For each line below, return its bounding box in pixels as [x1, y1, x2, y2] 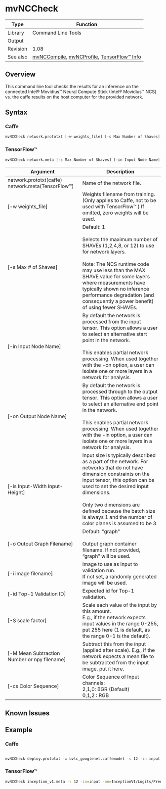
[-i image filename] [7, 570, 53, 577]
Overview [5, 70, 36, 79]
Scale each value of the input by [82, 602, 157, 609]
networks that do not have [82, 464, 143, 471]
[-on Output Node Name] [7, 413, 67, 420]
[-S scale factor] [7, 617, 47, 624]
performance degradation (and [82, 292, 154, 298]
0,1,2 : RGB [82, 692, 109, 699]
